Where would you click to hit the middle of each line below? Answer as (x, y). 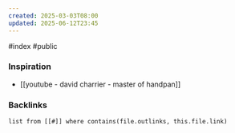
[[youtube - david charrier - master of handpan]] (100, 84)
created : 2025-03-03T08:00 (53, 16)
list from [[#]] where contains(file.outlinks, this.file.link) (118, 122)
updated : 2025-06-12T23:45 (53, 23)
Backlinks (28, 105)
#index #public (33, 46)
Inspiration (30, 66)
